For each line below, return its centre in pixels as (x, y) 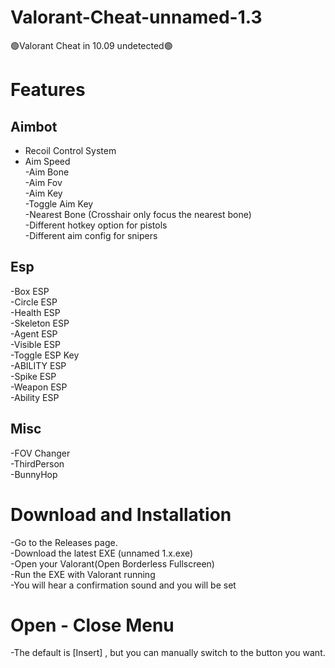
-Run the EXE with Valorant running (83, 574)
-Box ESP (30, 291)
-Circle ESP (34, 302)
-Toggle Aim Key (59, 203)
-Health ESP (35, 312)
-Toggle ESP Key (45, 355)
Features (48, 90)
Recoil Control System (70, 150)
